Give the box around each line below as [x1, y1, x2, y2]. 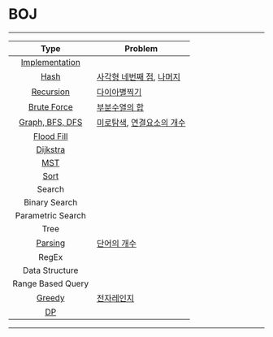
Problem [124, 42, 158, 54]
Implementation [20, 56, 81, 67]
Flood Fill [33, 131, 68, 142]
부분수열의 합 [96, 102, 145, 113]
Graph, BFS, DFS [19, 116, 83, 127]
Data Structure [23, 265, 79, 276]
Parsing [36, 237, 66, 248]
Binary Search [24, 197, 78, 208]
